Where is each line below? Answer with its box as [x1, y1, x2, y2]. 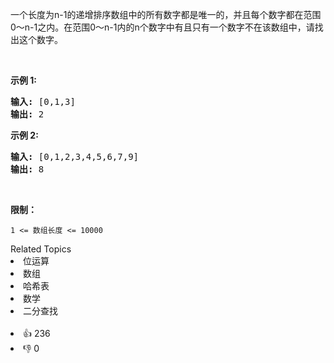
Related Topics [10, 243, 72, 255]
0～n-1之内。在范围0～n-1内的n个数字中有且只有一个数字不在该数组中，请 [10, 21, 315, 33]
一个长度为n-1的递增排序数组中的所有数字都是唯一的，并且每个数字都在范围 [10, 9, 322, 20]
